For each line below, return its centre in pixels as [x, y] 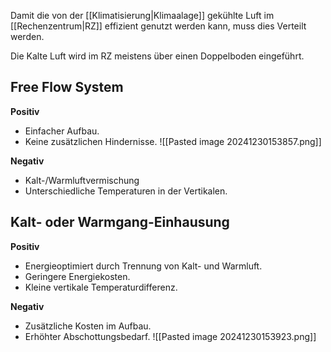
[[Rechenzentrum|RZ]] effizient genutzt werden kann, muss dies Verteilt [158, 26]
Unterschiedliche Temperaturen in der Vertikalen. [126, 191]
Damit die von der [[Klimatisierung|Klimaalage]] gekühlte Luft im [142, 15]
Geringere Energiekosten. [77, 276]
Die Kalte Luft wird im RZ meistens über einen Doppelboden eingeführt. [157, 56]
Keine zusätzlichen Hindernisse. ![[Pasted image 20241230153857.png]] [173, 141]
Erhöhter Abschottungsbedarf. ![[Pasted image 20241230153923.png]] [170, 336]
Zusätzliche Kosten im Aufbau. [88, 326]
